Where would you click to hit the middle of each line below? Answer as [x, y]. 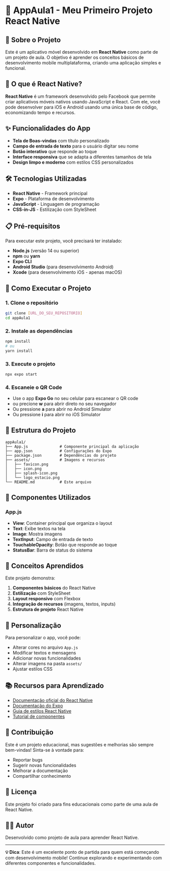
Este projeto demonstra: [30, 578]
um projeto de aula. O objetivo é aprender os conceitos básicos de [75, 57]
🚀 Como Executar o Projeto [48, 288]
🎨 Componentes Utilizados [48, 498]
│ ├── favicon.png [27, 464]
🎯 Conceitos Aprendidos [45, 566]
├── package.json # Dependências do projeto [61, 455]
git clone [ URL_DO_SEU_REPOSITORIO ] [44, 313]
